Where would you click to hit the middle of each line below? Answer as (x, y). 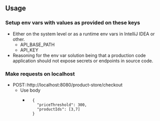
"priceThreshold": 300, (62, 105)
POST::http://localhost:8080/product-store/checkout (68, 85)
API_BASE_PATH (37, 45)
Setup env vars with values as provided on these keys (73, 23)
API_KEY (29, 50)
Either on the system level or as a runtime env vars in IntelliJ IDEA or (84, 34)
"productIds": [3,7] (59, 109)
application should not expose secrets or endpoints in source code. (83, 61)
